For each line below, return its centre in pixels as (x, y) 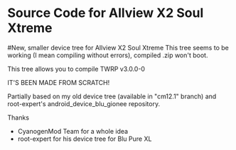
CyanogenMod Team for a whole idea (73, 131)
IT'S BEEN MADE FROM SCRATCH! (59, 82)
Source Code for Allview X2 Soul (106, 13)
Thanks (18, 117)
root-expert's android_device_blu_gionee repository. (84, 103)
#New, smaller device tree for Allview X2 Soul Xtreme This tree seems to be (118, 47)
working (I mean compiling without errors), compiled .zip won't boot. (108, 55)
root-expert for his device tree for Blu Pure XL (85, 139)
